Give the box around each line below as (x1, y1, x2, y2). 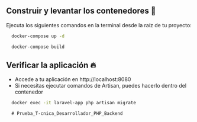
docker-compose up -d (11, 33, 65, 39)
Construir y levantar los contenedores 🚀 (6, 6, 156, 16)
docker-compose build (11, 44, 65, 50)
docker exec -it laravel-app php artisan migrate (11, 100, 136, 106)
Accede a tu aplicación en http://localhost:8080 (14, 76, 131, 83)
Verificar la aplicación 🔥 (6, 60, 96, 70)
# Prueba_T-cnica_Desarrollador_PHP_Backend (11, 111, 123, 117)
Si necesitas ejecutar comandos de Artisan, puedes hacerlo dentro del (14, 82, 187, 89)
